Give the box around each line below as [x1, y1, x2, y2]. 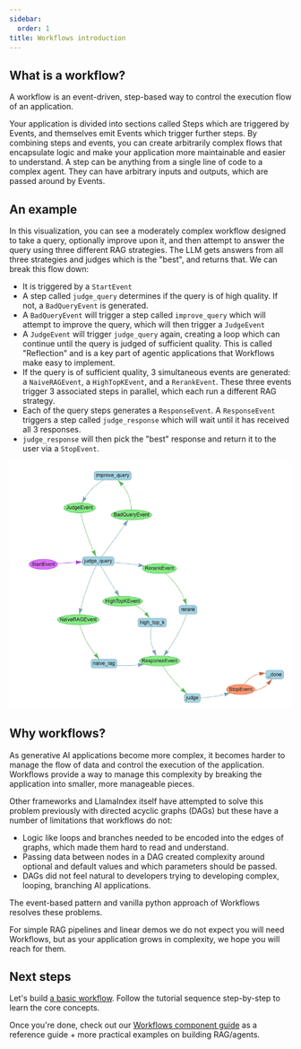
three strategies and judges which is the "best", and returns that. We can [9, 254, 278, 265]
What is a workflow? [9, 67, 126, 83]
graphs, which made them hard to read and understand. [21, 842, 229, 852]
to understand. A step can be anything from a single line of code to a [9, 157, 263, 168]
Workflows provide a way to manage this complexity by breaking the [9, 768, 262, 780]
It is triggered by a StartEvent [21, 281, 133, 292]
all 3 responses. [21, 424, 82, 434]
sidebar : [9, 14, 42, 23]
